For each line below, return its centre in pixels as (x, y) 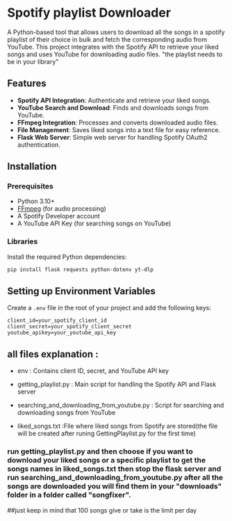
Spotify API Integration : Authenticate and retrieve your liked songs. (114, 100)
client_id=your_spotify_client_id (57, 321)
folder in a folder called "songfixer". (69, 495)
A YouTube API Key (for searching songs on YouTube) (94, 223)
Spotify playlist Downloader (89, 13)
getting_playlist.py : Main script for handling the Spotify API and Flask (117, 385)
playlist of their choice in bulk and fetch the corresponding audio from (107, 39)
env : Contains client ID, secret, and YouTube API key (93, 371)
